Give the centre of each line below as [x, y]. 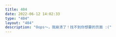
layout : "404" [20, 23]
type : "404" [17, 18]
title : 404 [16, 9]
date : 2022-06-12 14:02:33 [33, 14]
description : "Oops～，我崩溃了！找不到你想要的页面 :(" [58, 27]
